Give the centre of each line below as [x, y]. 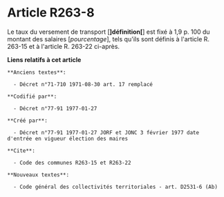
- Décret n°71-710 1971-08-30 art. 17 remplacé [83, 84]
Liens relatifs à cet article [44, 59]
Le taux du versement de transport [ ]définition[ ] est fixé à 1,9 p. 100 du [109, 32]
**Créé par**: [28, 121]
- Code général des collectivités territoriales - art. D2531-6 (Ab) [115, 187]
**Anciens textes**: [37, 72]
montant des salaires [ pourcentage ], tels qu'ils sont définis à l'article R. [108, 39]
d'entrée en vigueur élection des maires [68, 138]
